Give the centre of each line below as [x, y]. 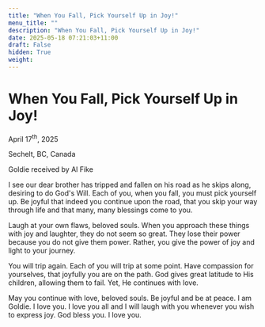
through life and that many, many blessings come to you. [100, 210]
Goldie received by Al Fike [51, 169]
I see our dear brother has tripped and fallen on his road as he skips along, [130, 185]
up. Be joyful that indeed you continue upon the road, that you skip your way [133, 202]
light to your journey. [42, 251]
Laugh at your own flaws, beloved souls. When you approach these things [129, 226]
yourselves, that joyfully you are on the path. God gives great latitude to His [131, 275]
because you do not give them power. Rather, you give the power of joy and [131, 242]
